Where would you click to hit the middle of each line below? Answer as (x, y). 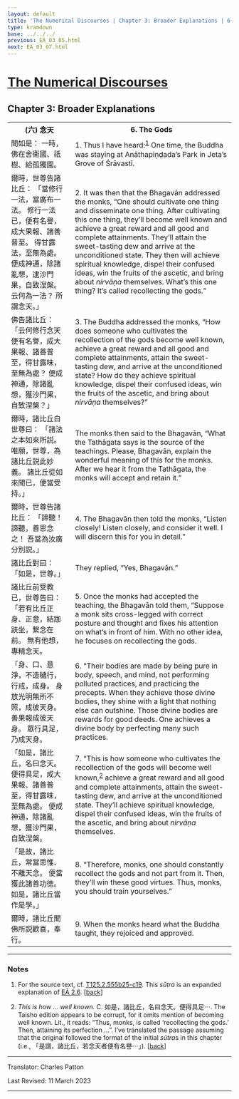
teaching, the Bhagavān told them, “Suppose (149, 605)
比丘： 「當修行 (37, 189)
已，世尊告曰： (36, 598)
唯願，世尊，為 (36, 451)
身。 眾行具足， (37, 729)
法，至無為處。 (36, 253)
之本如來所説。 (36, 440)
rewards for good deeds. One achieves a (143, 719)
